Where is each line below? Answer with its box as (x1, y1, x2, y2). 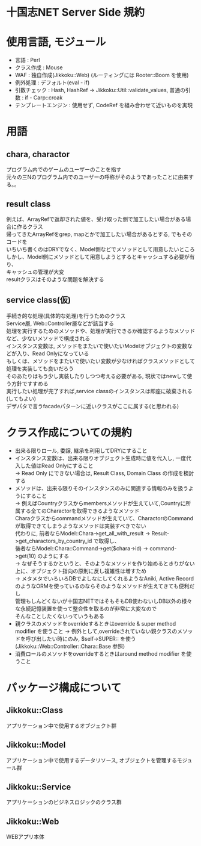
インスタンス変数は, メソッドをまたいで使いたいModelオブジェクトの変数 (6, 342, 188, 349)
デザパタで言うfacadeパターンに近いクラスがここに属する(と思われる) (6, 402, 179, 409)
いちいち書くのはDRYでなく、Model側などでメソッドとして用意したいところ (6, 245, 195, 253)
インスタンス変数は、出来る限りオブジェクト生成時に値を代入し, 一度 (14, 454, 187, 461)
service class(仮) (6, 295, 71, 305)
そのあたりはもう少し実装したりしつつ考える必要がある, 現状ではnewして (6, 372, 187, 379)
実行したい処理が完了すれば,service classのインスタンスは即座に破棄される (6, 387, 193, 394)
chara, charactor (6, 149, 70, 160)
